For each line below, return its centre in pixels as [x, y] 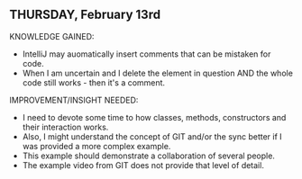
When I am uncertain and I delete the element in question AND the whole [157, 73]
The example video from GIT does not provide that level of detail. [143, 165]
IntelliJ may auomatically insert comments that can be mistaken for [146, 54]
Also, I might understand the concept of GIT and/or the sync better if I [152, 136]
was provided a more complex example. [96, 146]
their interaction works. [65, 127]
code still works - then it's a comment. [93, 82]
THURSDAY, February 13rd [85, 15]
